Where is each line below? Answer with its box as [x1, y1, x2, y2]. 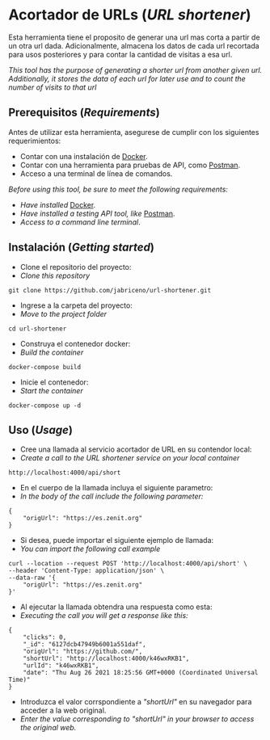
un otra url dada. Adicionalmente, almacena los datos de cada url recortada [8, 40, 260, 50]
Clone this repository [19, 271, 91, 280]
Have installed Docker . [19, 200, 96, 209]
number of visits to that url [8, 82, 97, 92]
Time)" [8, 676, 31, 684]
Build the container [19, 347, 84, 357]
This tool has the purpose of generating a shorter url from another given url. [8, 65, 263, 74]
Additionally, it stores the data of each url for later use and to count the [8, 74, 247, 83]
